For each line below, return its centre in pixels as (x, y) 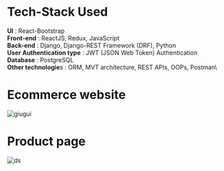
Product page (47, 142)
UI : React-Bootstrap (36, 31)
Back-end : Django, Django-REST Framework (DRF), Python (92, 45)
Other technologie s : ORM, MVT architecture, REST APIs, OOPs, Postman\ (112, 67)
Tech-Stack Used (58, 12)
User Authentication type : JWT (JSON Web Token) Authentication (102, 53)
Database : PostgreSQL (40, 60)
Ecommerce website (66, 95)
